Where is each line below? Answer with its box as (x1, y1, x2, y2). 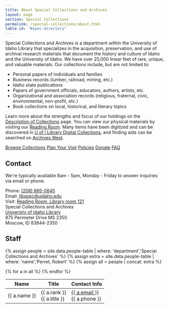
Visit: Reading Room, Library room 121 (5, 198, 85, 204)
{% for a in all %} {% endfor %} (5, 268, 71, 274)
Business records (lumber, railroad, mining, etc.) (12, 77, 113, 83)
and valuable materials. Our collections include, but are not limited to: (5, 62, 150, 68)
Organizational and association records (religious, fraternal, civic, (12, 93, 149, 99)
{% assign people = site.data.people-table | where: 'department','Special (5, 248, 157, 254)
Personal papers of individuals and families (12, 71, 103, 77)
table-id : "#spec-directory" (5, 26, 67, 31)
